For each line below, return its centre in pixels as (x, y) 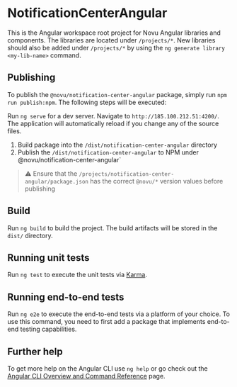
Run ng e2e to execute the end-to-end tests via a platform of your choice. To (119, 314)
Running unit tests (48, 258)
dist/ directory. (30, 235)
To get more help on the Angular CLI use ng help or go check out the (108, 369)
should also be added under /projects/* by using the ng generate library (116, 47)
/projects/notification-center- (127, 174)
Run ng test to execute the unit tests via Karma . (77, 275)
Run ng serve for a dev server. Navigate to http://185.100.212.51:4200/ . (113, 116)
